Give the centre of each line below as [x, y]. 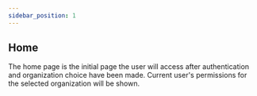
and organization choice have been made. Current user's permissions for [128, 75]
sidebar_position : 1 [42, 15]
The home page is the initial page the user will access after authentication [129, 67]
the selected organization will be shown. [74, 83]
